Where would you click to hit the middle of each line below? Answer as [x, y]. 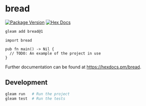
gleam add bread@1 [24, 31]
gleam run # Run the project [37, 94]
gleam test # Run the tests [35, 99]
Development [27, 82]
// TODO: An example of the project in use [55, 53]
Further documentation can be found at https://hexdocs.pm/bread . [73, 67]
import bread [19, 40]
